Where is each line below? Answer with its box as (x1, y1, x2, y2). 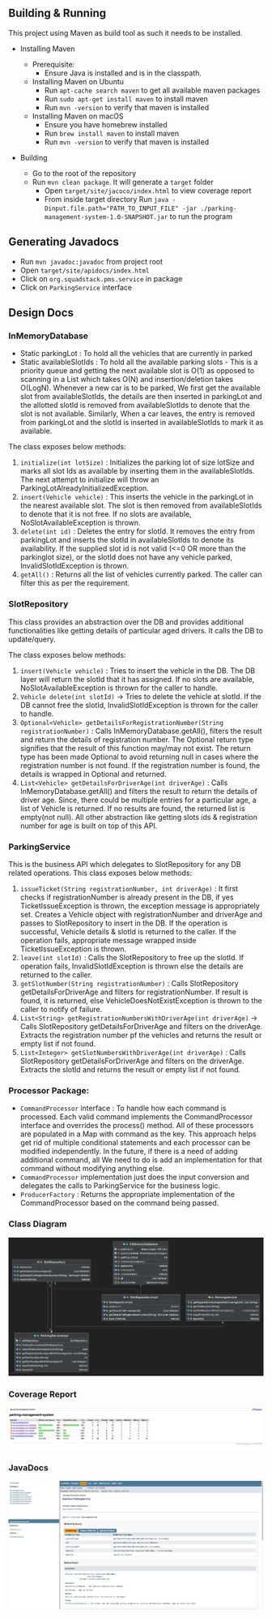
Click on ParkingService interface (19, 282, 132, 292)
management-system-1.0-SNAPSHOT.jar (44, 212, 168, 221)
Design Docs (8, 306, 74, 320)
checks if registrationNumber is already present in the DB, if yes (19, 892, 234, 902)
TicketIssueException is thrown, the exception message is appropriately (19, 900, 261, 911)
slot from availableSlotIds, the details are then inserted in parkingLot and (19, 392, 262, 401)
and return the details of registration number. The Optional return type (19, 734, 254, 745)
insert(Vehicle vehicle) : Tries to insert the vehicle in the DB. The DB (19, 665, 256, 676)
